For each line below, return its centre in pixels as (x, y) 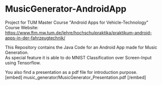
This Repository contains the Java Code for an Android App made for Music (81, 47)
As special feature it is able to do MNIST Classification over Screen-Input (79, 57)
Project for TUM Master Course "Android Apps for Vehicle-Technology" (77, 22)
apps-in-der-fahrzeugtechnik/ (35, 38)
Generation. (17, 52)
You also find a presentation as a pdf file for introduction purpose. (71, 72)
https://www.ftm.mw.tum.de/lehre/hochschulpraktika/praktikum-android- (79, 33)
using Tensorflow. (23, 63)
